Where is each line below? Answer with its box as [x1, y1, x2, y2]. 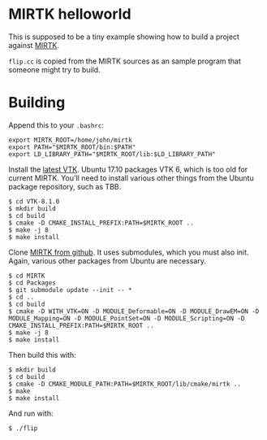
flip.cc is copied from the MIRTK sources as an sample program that [8, 56, 242, 66]
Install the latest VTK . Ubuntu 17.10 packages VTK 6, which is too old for [8, 164, 248, 174]
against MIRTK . [8, 40, 59, 50]
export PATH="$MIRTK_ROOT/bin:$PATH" [8, 143, 136, 151]
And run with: [8, 408, 54, 418]
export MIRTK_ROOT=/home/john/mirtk [8, 136, 132, 144]
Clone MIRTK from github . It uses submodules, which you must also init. [8, 247, 249, 257]
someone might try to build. [8, 64, 101, 74]
